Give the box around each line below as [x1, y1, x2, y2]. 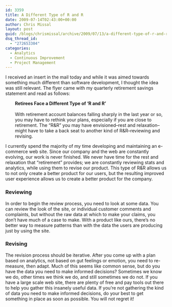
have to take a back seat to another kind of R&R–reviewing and [28, 128, 160, 134]
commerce [5, 148, 28, 155]
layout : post [5, 27, 33, 32]
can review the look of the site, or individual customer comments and [5, 206, 151, 212]
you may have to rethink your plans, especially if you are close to [15, 117, 152, 123]
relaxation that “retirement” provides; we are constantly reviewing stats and [5, 160, 165, 166]
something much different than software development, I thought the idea [5, 80, 159, 86]
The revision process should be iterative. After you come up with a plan [5, 252, 156, 258]
